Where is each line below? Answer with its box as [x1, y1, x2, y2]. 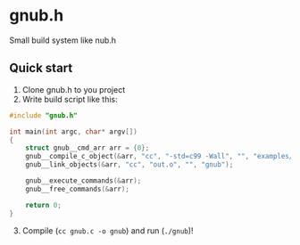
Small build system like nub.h [9, 35, 117, 45]
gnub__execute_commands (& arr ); [25, 176, 142, 185]
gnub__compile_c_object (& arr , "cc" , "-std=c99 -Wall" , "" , [25, 152, 250, 161]
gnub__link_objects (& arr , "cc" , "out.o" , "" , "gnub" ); [25, 160, 234, 169]
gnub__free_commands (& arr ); [25, 184, 129, 193]
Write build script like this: [21, 94, 118, 104]
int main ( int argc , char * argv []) [9, 127, 138, 136]
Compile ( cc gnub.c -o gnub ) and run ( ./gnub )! [21, 225, 194, 236]
